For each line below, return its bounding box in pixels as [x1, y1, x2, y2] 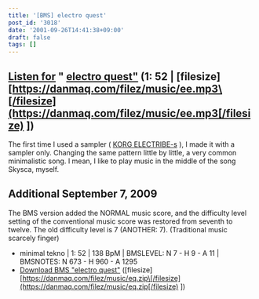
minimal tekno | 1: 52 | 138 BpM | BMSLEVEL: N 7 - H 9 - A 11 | [19, 248, 220, 257]
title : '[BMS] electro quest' [8, 11, 108, 20]
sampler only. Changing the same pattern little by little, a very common [8, 148, 237, 157]
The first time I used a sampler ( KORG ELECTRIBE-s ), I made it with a [8, 139, 235, 149]
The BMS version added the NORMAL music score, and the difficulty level [8, 208, 247, 217]
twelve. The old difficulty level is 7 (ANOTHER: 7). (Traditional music [8, 224, 228, 234]
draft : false [8, 33, 51, 42]
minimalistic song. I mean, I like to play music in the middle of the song [8, 156, 236, 166]
